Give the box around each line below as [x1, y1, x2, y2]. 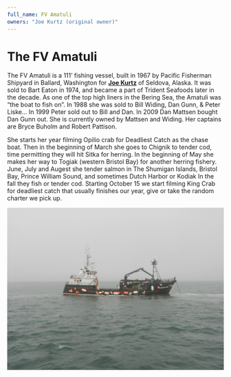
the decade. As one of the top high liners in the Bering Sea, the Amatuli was [7, 93, 221, 102]
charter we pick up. [7, 194, 63, 203]
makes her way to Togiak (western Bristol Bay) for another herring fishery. [7, 158, 217, 166]
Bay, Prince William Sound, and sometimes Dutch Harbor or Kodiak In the [7, 172, 214, 181]
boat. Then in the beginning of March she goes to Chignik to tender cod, [7, 143, 212, 151]
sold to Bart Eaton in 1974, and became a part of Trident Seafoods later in [7, 86, 214, 94]
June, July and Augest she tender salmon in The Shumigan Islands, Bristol [7, 165, 218, 173]
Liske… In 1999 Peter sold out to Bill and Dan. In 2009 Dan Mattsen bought [7, 108, 218, 116]
